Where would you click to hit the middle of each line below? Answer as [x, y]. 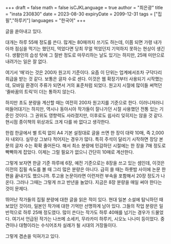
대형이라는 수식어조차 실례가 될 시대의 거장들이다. [68, 225]
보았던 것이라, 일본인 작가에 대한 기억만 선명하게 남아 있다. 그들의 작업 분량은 [82, 206]
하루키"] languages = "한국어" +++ [50, 20]
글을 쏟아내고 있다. [24, 31]
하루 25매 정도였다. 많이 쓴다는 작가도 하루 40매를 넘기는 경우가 [86, 212]
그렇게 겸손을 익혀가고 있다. [33, 236]
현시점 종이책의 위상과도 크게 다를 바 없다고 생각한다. [58, 122]
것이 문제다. [17, 189]
